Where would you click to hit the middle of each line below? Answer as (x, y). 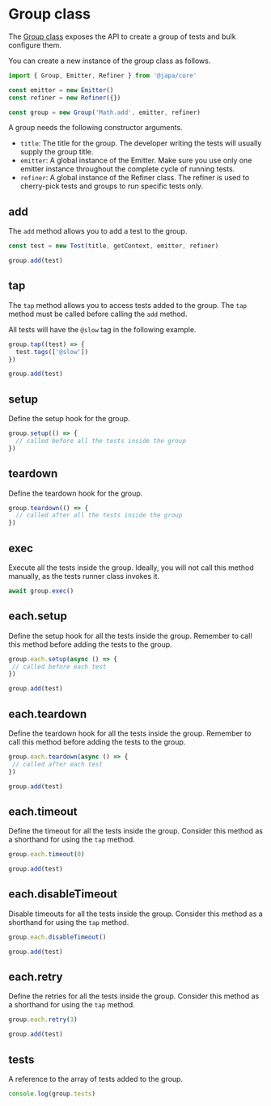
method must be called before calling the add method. (98, 314)
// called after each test (57, 764)
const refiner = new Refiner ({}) (65, 98)
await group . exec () (41, 591)
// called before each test (59, 667)
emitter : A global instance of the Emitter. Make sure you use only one (136, 160)
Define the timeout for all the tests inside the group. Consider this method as (135, 831)
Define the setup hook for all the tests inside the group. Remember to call (130, 635)
